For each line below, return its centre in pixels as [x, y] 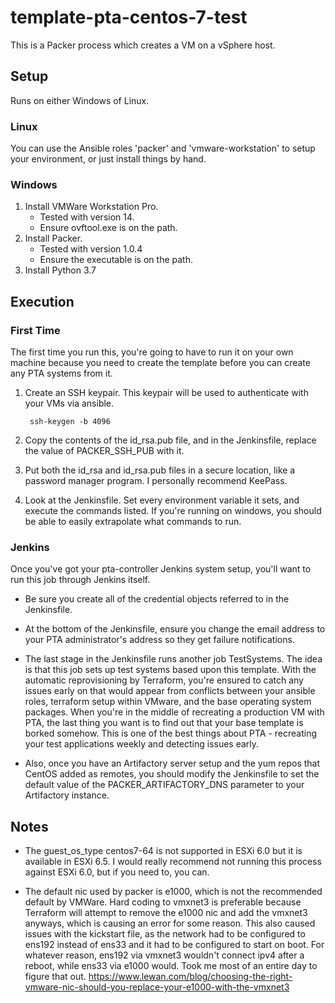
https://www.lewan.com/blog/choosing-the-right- [190, 977]
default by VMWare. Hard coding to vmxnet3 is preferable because [163, 902]
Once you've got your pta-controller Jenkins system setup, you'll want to [161, 569]
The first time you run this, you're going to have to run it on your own [152, 352]
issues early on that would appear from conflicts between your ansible [170, 691]
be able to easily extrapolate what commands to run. [133, 522]
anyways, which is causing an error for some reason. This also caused [170, 923]
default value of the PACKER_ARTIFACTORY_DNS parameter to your [164, 785]
